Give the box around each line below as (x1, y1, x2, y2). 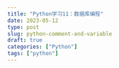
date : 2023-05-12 (7, 17, 59, 24)
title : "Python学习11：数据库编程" (7, 10, 104, 18)
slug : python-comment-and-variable (7, 30, 113, 38)
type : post (7, 23, 40, 30)
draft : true (7, 37, 42, 44)
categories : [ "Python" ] (7, 43, 78, 50)
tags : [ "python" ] (7, 50, 59, 57)
